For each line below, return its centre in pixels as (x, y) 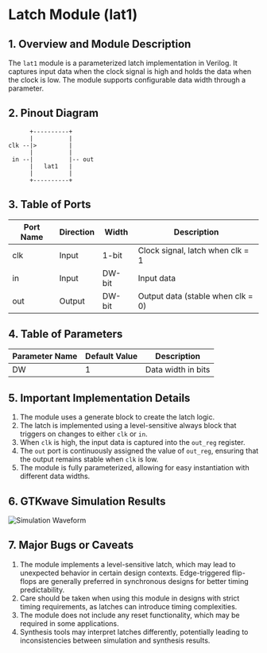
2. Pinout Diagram (54, 113)
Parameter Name (45, 357)
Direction (77, 232)
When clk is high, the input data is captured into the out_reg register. (132, 442)
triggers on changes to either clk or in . (84, 434)
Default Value (111, 357)
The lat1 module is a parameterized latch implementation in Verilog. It (123, 63)
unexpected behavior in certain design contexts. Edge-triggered (125, 573)
